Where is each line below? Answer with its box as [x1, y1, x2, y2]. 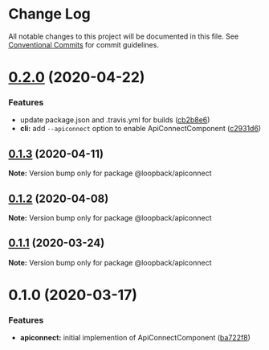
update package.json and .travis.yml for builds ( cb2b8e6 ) [19, 115, 210, 125]
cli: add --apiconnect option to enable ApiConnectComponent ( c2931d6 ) [19, 124, 262, 134]
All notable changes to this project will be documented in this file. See [8, 31, 239, 41]
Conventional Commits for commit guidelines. [8, 39, 159, 49]
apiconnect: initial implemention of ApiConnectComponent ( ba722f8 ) [19, 333, 251, 343]
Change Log [8, 5, 91, 23]
